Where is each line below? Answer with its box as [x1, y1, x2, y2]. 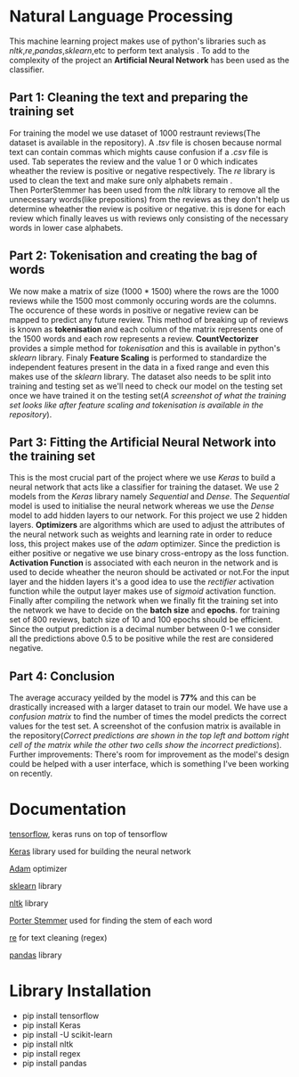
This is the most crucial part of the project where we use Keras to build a [9, 473, 276, 483]
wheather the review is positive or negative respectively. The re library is [9, 165, 276, 176]
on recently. [9, 769, 53, 779]
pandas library [9, 950, 62, 960]
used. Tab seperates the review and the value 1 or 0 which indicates [9, 156, 258, 167]
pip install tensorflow [21, 1010, 100, 1022]
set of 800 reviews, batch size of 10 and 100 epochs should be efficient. [9, 614, 273, 625]
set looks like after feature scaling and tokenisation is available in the [9, 399, 264, 410]
